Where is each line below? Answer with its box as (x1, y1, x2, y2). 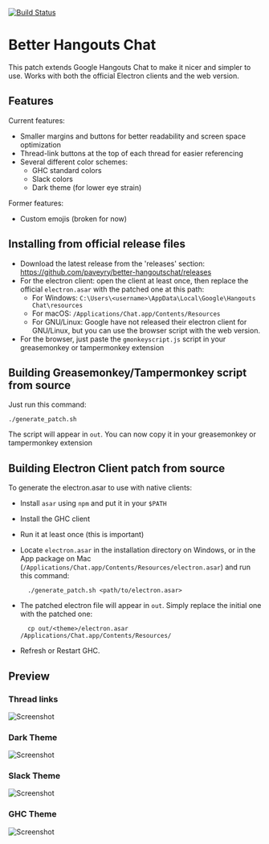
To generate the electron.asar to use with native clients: (8, 483, 193, 493)
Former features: (8, 198, 64, 208)
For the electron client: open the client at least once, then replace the (19, 275, 249, 285)
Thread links (8, 693, 59, 705)
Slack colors (31, 174, 74, 184)
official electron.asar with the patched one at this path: (19, 284, 205, 294)
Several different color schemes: (19, 157, 128, 167)
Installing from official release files (8, 238, 186, 251)
